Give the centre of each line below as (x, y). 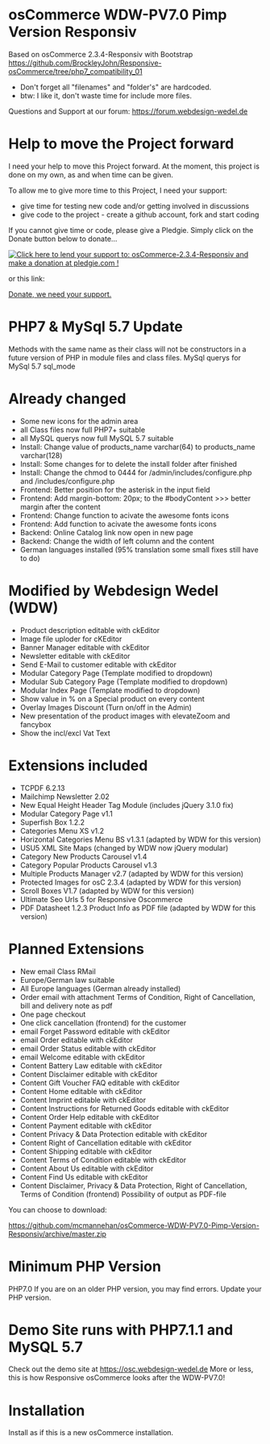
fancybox (35, 724)
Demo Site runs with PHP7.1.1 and (121, 1330)
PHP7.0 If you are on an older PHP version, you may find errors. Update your (135, 1288)
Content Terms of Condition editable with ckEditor (103, 1159)
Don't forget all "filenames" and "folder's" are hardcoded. (116, 87)
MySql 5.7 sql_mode (42, 366)
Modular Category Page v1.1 (66, 814)
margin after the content (60, 506)
